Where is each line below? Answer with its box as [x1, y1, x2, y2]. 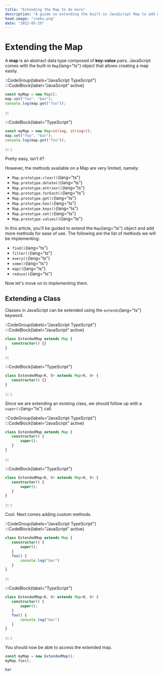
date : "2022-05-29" [5, 20, 45, 26]
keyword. [5, 312, 24, 318]
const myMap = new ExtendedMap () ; [5, 654, 75, 659]
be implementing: [5, 236, 40, 242]
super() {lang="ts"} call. [5, 405, 52, 411]
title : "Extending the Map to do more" [5, 7, 86, 12]
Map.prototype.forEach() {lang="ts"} [12, 190, 85, 196]
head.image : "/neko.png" [5, 16, 55, 21]
